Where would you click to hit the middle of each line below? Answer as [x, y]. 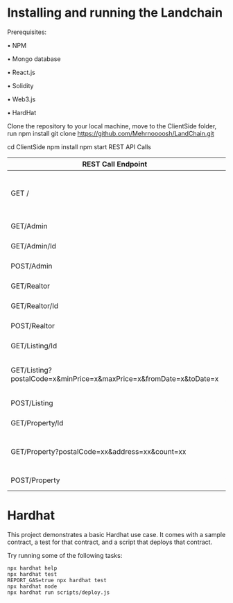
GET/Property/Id [37, 423]
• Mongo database [34, 59]
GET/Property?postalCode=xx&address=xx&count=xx [98, 451]
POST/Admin [32, 266]
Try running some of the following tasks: [65, 555]
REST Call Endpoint [115, 164]
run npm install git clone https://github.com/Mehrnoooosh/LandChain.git [111, 133]
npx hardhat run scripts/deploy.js [59, 592]
